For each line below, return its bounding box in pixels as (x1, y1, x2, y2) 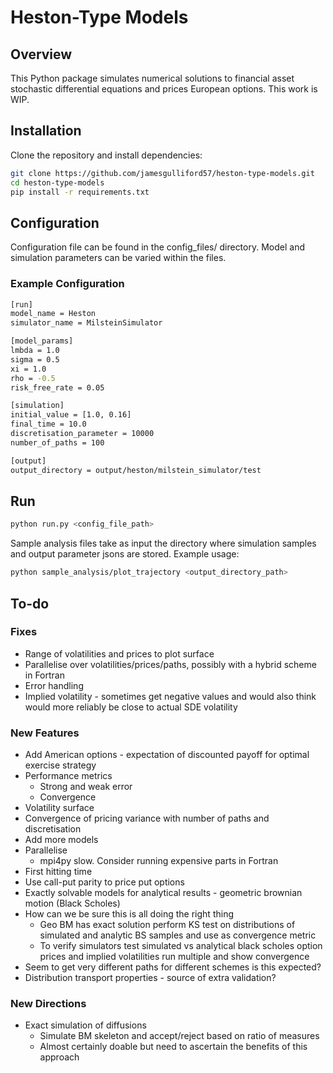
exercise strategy (24, 759, 97, 771)
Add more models (24, 834, 99, 846)
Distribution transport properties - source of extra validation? (24, 972, 277, 984)
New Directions (10, 997, 87, 1011)
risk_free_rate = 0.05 (10, 382, 105, 393)
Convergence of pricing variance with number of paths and (24, 812, 270, 825)
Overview (10, 46, 73, 63)
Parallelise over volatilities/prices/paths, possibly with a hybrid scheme (24, 658, 317, 670)
